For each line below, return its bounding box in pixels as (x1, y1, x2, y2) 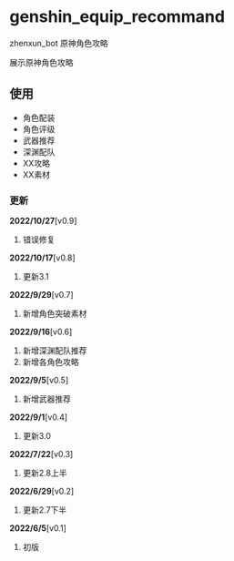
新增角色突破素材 (22, 308, 87, 320)
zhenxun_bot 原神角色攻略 (9, 37, 108, 48)
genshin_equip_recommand (9, 6, 226, 27)
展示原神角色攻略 (9, 56, 74, 67)
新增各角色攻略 (22, 357, 79, 368)
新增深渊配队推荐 (22, 345, 87, 356)
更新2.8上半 (22, 467, 67, 479)
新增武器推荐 (22, 393, 71, 404)
